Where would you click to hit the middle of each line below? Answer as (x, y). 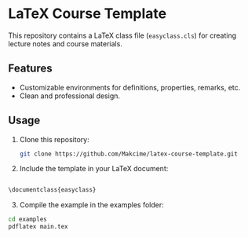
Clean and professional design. (69, 96)
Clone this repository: (54, 139)
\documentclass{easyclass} (52, 190)
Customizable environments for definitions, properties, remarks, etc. (130, 87)
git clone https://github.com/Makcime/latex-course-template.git (128, 154)
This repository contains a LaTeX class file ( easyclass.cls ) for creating (122, 35)
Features (30, 69)
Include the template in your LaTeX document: (94, 169)
